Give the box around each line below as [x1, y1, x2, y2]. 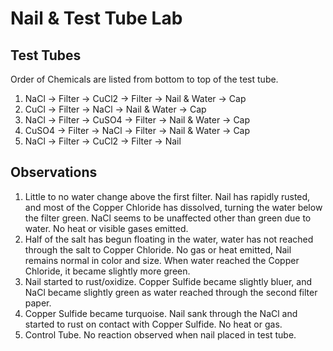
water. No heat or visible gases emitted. [24, 222, 189, 234]
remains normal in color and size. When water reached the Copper [24, 254, 300, 266]
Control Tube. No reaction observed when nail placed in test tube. [24, 328, 297, 341]
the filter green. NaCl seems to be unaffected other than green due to [24, 212, 312, 224]
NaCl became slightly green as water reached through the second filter [24, 286, 318, 298]
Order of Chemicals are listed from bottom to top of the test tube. [10, 73, 279, 85]
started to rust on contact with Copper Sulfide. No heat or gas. [24, 318, 283, 330]
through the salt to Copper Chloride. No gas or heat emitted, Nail [24, 243, 292, 256]
